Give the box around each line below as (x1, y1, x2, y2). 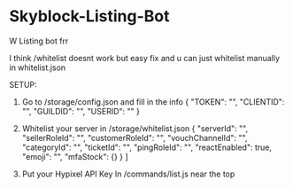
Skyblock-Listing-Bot (9, 6, 170, 27)
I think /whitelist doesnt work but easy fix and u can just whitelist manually (9, 52, 281, 63)
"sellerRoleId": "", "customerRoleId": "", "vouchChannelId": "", (21, 132, 248, 143)
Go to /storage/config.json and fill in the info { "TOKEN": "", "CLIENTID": (21, 96, 285, 107)
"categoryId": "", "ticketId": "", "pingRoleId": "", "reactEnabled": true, (21, 142, 273, 153)
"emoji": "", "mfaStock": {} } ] (21, 151, 128, 161)
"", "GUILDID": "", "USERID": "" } (21, 106, 140, 116)
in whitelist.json (9, 62, 66, 73)
